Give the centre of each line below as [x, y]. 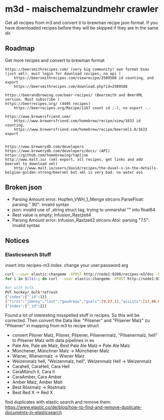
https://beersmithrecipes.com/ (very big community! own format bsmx [77, 69]
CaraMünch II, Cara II [33, 372]
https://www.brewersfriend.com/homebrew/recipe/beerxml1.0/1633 [81, 129]
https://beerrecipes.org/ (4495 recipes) [48, 104]
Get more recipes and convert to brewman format [55, 60]
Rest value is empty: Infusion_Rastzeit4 [51, 215]
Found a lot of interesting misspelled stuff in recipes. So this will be [72, 315]
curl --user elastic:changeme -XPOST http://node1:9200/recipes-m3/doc [79, 274]
